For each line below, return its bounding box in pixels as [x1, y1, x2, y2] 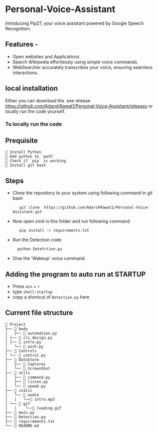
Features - [5, 40, 39, 49]
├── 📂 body [5, 326, 28, 331]
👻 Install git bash [5, 163, 46, 168]
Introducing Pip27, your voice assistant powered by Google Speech [5, 20, 144, 26]
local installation [5, 84, 58, 93]
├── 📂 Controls [5, 348, 37, 353]
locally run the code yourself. [5, 108, 66, 114]
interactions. [12, 69, 39, 76]
